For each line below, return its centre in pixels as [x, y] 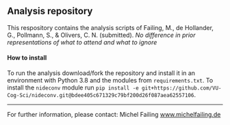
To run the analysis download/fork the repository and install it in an [101, 73]
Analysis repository [50, 11]
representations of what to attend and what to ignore [82, 42]
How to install [27, 58]
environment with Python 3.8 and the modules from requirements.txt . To [110, 81]
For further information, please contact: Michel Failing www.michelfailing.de [114, 115]
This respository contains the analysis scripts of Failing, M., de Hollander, [111, 27]
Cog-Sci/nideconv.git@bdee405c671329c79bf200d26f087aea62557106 [101, 96]
